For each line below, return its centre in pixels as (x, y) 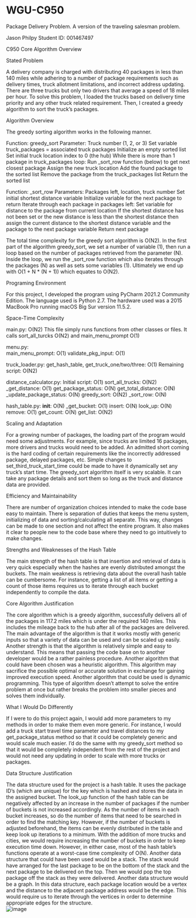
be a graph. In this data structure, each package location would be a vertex (97, 884)
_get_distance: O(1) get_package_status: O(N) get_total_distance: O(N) (91, 388)
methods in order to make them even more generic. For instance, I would (94, 724)
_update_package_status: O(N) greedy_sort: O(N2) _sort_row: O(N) (86, 394)
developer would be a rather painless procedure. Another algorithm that (93, 658)
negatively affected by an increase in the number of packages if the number (98, 803)
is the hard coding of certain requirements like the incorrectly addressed (93, 453)
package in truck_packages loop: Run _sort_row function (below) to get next (98, 162)
